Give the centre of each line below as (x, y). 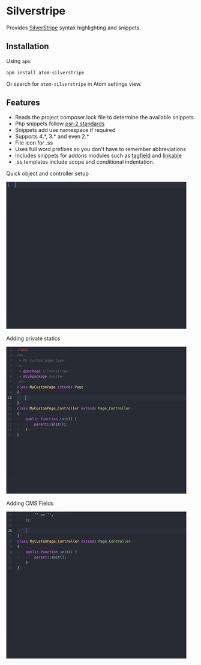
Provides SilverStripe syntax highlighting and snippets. (73, 28)
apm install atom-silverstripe (45, 73)
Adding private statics (33, 338)
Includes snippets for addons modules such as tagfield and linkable (98, 155)
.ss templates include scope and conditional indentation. (85, 162)
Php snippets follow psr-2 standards (60, 124)
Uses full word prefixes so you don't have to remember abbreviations (100, 149)
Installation (28, 46)
